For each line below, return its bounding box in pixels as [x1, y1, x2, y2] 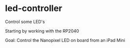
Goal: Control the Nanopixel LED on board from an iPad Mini [5, 37, 126, 43]
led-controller [5, 3, 62, 14]
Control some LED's [5, 19, 45, 24]
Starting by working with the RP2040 [5, 28, 79, 34]
